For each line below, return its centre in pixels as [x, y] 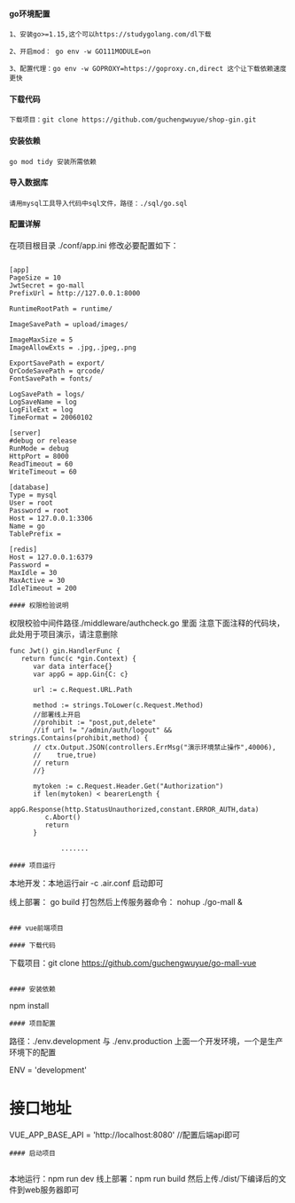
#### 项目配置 [32, 1024]
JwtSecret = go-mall [47, 286]
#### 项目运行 [32, 866]
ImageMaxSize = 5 [41, 340]
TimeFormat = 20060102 [51, 418]
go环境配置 [30, 13]
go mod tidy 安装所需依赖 [53, 161]
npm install [29, 1006]
